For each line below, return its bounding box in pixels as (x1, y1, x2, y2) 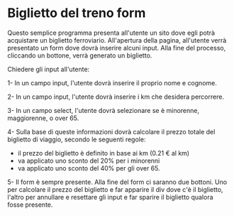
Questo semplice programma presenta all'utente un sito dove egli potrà (7, 28, 215, 37)
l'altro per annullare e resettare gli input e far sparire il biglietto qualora (7, 193, 214, 201)
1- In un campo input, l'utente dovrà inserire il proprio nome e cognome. (7, 78, 218, 87)
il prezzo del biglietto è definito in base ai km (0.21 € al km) (17, 148, 190, 157)
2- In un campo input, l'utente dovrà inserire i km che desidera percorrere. (7, 92, 225, 101)
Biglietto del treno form (7, 5, 146, 21)
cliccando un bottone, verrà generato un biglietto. (7, 51, 152, 60)
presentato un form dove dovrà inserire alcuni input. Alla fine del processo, (7, 43, 226, 52)
